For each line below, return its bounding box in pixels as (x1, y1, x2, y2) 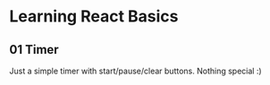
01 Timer (9, 42, 60, 57)
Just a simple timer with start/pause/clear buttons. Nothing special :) (9, 65, 262, 76)
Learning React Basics (9, 6, 179, 27)
